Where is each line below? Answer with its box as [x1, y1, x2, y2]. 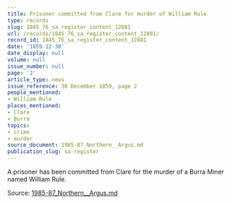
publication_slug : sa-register [7, 148, 100, 155]
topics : [7, 121, 30, 129]
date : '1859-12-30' [7, 43, 65, 50]
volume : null [7, 56, 46, 64]
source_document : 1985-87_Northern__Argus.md [7, 142, 143, 149]
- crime [7, 128, 30, 136]
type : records [7, 17, 49, 24]
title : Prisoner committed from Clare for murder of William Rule [7, 10, 207, 18]
